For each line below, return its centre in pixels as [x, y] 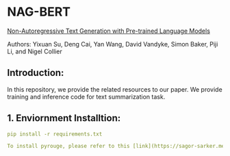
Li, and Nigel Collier [35, 51]
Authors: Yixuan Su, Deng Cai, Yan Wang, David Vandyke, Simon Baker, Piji [113, 44]
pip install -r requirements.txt [55, 134]
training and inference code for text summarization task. [86, 96]
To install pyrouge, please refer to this [68, 146]
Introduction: [36, 73]
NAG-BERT [39, 12]
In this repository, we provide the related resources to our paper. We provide [115, 89]
